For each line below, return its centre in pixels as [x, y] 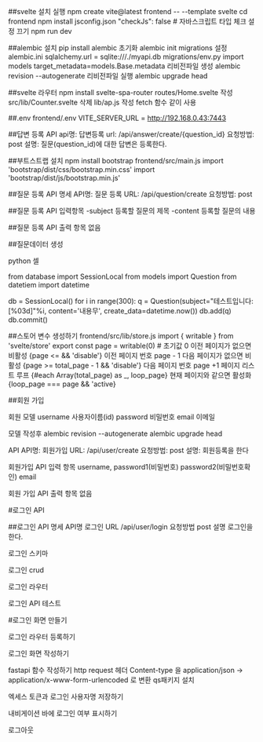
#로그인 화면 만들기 [38, 620]
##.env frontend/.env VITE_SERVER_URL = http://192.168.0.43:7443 [117, 118]
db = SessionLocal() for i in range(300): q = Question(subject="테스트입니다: [131, 301]
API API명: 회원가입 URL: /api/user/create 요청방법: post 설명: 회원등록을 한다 [128, 450]
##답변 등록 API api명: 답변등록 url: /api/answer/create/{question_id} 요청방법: [131, 134]
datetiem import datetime [49, 285]
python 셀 [24, 261]
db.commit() [28, 320]
